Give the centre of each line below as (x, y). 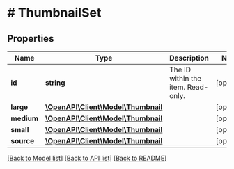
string (55, 83)
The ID (180, 70)
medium (25, 118)
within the (186, 78)
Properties (31, 39)
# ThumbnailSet (54, 13)
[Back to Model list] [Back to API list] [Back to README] (87, 158)
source (23, 141)
